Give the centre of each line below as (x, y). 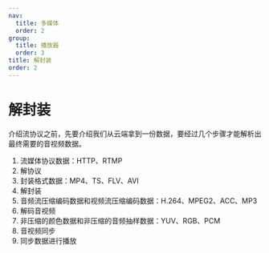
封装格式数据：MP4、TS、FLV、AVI (79, 180)
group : (19, 38)
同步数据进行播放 (48, 240)
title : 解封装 (30, 61)
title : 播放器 (37, 46)
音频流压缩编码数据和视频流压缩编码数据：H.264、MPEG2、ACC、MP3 (139, 200)
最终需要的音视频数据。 (47, 143)
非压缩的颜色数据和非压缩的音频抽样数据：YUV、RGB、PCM (120, 220)
